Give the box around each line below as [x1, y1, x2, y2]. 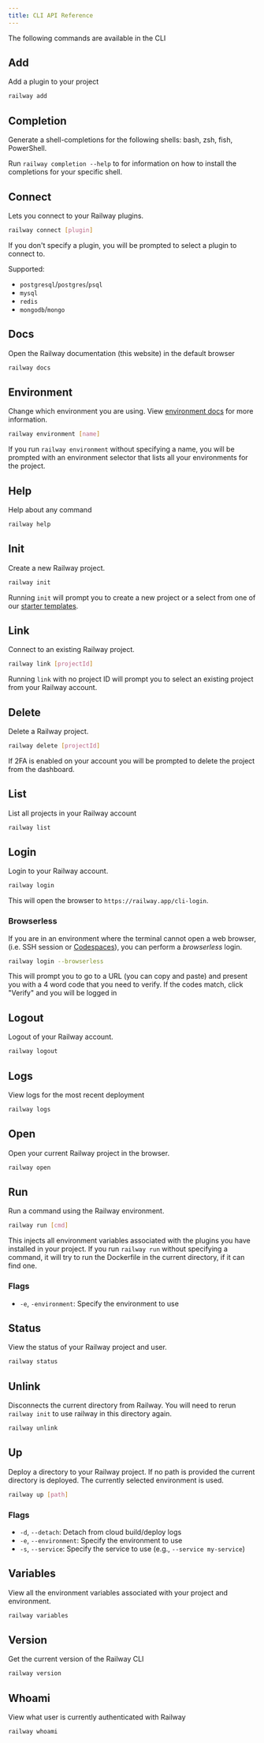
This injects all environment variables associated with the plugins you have [8, 1236, 251, 1246]
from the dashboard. [8, 764, 75, 774]
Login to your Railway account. [8, 866, 109, 876]
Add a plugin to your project [8, 77, 99, 87]
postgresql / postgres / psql [19, 279, 103, 289]
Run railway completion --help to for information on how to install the [8, 159, 237, 168]
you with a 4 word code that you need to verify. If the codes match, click [8, 980, 244, 989]
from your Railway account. [8, 683, 98, 692]
